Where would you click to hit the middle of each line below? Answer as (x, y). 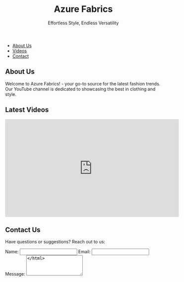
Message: (15, 274)
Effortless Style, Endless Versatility (83, 23)
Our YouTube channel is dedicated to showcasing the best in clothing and (80, 89)
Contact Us (23, 230)
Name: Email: (48, 252)
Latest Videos (27, 110)
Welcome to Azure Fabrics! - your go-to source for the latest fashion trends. (83, 83)
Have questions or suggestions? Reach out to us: (55, 242)
